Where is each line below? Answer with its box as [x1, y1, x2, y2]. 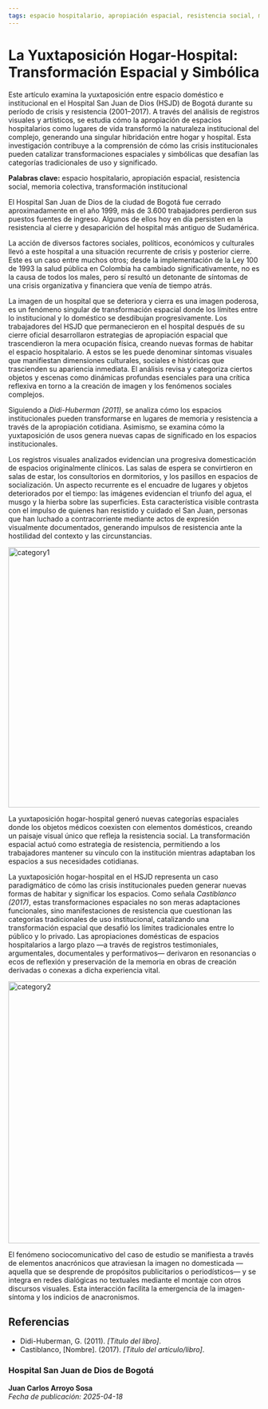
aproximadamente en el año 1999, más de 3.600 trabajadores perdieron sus [8, 206, 258, 215]
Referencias [8, 1315, 70, 1328]
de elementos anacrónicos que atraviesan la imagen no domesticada [8, 1258, 235, 1267]
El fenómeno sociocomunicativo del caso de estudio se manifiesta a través [8, 1249, 254, 1259]
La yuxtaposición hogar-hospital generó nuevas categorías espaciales [8, 813, 239, 824]
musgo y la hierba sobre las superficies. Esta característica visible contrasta [8, 497, 259, 506]
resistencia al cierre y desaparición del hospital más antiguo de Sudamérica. [8, 222, 259, 232]
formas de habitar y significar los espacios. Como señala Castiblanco [8, 888, 237, 898]
